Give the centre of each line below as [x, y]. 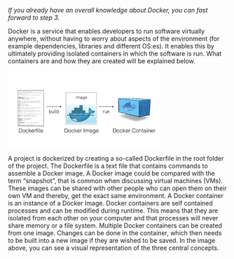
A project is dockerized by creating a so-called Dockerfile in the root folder [116, 158]
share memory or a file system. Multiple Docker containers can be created [115, 225]
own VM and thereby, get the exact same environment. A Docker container [116, 195]
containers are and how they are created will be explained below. [102, 61]
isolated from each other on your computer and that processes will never [113, 218]
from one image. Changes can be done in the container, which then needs [115, 233]
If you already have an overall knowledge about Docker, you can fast [108, 10]
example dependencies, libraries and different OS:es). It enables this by [111, 46]
